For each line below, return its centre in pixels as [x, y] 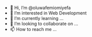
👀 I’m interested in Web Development [48, 13]
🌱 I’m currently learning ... [37, 18]
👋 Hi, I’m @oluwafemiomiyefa [40, 8]
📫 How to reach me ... [33, 29]
